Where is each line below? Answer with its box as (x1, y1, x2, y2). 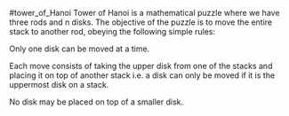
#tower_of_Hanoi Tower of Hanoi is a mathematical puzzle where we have (9, 8, 280, 18)
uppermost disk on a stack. (9, 80, 109, 89)
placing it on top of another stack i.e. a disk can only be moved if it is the (9, 70, 276, 81)
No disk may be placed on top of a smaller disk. (9, 97, 184, 107)
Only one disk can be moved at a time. (9, 43, 150, 54)
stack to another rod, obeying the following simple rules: (9, 27, 216, 36)
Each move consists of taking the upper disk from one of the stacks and (9, 61, 273, 71)
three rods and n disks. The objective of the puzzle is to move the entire (9, 17, 273, 27)
